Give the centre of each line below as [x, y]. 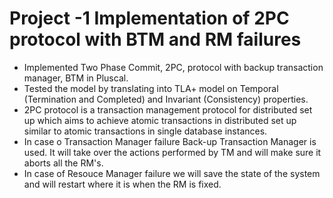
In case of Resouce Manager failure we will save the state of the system [172, 173]
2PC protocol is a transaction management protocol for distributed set [168, 109]
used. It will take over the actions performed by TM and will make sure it [172, 152]
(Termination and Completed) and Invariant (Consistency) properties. [166, 99]
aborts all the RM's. [63, 163]
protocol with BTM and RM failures [155, 39]
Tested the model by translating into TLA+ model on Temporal [151, 88]
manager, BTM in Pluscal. [76, 78]
